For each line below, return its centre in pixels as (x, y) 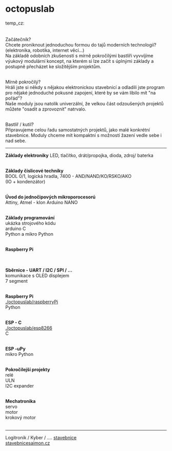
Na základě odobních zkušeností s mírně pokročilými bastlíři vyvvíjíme (79, 55)
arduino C (16, 229)
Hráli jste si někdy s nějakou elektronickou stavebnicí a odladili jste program (85, 87)
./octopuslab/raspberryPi (32, 302)
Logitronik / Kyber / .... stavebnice (41, 437)
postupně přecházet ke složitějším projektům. (53, 66)
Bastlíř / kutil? (20, 124)
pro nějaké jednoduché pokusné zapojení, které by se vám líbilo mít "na (81, 93)
